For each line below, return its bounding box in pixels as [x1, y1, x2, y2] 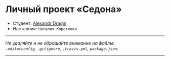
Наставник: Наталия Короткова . [12, 25, 78, 31]
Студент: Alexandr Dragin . [12, 20, 68, 26]
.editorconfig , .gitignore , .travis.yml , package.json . [5, 45, 119, 51]
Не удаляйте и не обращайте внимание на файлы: [5, 40, 115, 46]
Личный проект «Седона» [5, 4, 122, 15]
